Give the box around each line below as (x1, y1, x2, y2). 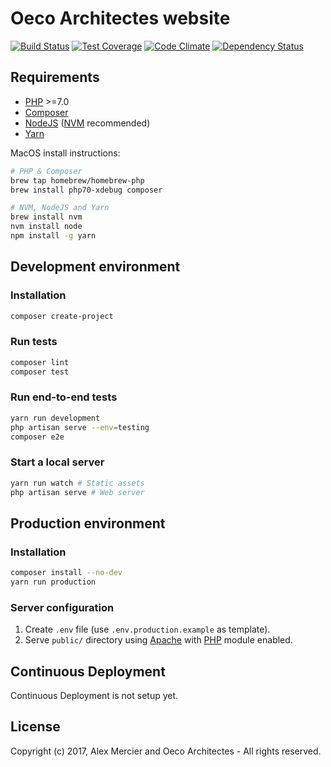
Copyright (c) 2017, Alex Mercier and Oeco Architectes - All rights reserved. (10, 745, 322, 757)
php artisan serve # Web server (10, 487, 145, 497)
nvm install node (10, 222, 83, 232)
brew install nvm (10, 212, 83, 222)
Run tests (10, 335, 58, 349)
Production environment (10, 515, 166, 532)
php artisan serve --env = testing (10, 422, 150, 432)
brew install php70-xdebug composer (10, 185, 163, 195)
